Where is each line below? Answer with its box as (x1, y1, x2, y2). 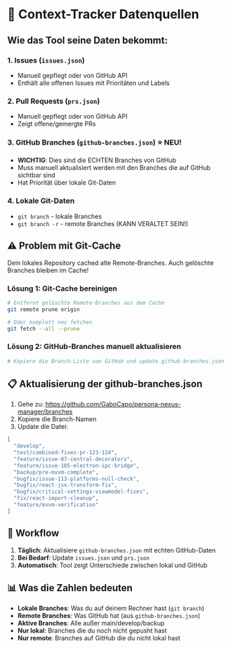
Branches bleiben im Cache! (7, 266, 89, 275)
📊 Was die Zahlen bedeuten (7, 582, 133, 594)
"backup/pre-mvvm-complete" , (13, 468, 99, 476)
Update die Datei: (17, 423, 68, 431)
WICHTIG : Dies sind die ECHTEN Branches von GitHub (17, 156, 177, 164)
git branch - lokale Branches (17, 212, 102, 220)
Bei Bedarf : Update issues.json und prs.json (17, 553, 150, 562)
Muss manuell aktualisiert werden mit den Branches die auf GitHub (17, 164, 211, 172)
